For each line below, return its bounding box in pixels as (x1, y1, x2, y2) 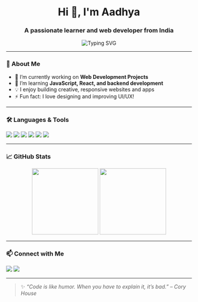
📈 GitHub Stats (6, 152, 51, 161)
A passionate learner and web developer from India (24, 26, 174, 35)
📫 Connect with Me (6, 250, 64, 258)
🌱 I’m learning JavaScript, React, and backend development (14, 79, 164, 87)
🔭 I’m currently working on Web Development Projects (14, 73, 148, 80)
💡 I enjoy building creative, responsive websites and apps (14, 85, 155, 93)
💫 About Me (6, 60, 41, 68)
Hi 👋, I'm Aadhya (58, 5, 140, 19)
